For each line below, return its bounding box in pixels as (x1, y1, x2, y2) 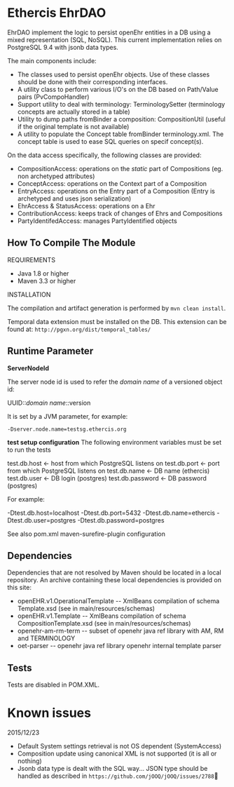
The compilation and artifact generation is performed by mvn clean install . (7, 304, 226, 312)
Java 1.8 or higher (17, 269, 69, 278)
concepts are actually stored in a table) (17, 107, 131, 116)
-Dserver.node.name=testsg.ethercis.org (7, 426, 128, 433)
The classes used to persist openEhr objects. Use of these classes (17, 70, 210, 79)
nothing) (17, 757, 42, 765)
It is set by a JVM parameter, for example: (7, 412, 128, 420)
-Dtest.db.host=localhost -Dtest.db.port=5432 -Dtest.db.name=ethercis (7, 509, 216, 517)
